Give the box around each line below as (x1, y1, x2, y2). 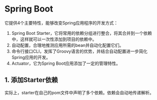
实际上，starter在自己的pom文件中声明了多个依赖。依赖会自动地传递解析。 (4, 89, 154, 95)
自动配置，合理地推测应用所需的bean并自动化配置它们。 (11, 42, 124, 48)
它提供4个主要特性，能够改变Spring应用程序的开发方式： (4, 20, 118, 26)
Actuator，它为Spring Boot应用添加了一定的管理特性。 (11, 60, 121, 66)
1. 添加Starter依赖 (4, 76, 58, 84)
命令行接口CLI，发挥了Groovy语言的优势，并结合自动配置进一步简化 (11, 48, 148, 54)
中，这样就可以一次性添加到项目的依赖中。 (11, 36, 97, 42)
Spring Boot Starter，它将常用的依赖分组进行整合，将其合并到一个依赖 (11, 30, 152, 36)
